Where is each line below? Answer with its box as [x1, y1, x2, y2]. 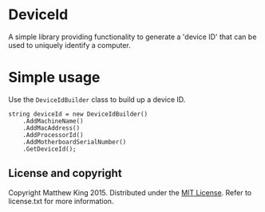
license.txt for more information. [8, 196, 114, 206]
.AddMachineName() [22, 117, 84, 125]
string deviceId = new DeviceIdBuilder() [8, 110, 148, 118]
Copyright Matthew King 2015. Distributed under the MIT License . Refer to [8, 187, 252, 197]
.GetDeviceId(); [22, 145, 77, 153]
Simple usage [8, 69, 101, 87]
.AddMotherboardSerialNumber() [22, 138, 127, 146]
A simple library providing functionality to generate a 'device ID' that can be [8, 32, 257, 41]
